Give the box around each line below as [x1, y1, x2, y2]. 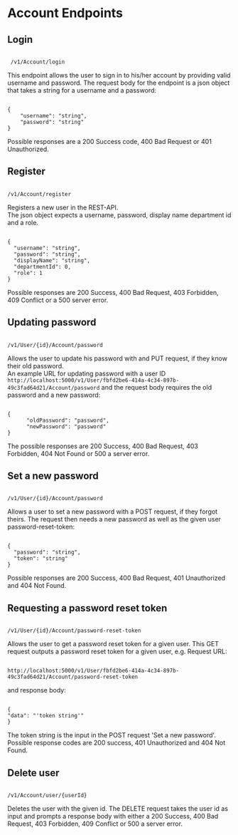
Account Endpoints [7, 5, 123, 21]
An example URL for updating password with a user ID [7, 369, 166, 378]
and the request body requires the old [101, 383, 212, 391]
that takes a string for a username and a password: [7, 86, 156, 94]
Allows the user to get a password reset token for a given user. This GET [7, 640, 219, 648]
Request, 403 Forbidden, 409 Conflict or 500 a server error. [7, 819, 183, 828]
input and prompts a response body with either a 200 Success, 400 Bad [7, 812, 219, 821]
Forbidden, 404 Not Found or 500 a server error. [7, 449, 150, 457]
